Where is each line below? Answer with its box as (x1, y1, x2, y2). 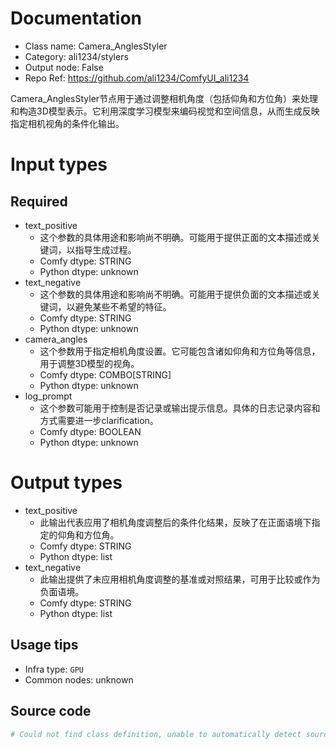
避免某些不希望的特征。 (74, 300, 172, 312)
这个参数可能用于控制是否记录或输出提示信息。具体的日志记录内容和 (39, 402, 321, 414)
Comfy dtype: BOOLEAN (39, 425, 142, 437)
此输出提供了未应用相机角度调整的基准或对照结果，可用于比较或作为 (39, 573, 321, 585)
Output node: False (24, 61, 104, 73)
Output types (10, 472, 123, 494)
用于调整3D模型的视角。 (39, 357, 140, 369)
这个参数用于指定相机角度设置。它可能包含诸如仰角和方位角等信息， (39, 345, 321, 357)
